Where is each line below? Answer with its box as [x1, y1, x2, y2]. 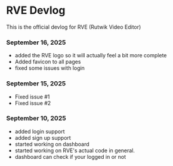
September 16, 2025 [6, 38, 66, 47]
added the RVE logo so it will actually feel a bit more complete [14, 52, 167, 59]
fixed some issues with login [14, 64, 85, 72]
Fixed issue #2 [14, 99, 51, 106]
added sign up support [14, 134, 72, 141]
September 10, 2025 [6, 114, 67, 122]
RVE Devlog [6, 4, 66, 17]
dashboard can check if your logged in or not [14, 153, 126, 160]
